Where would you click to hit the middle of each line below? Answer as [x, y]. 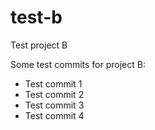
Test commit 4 [54, 115]
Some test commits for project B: [78, 64]
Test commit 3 [54, 105]
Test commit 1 [53, 83]
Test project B [39, 45]
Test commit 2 [54, 94]
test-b [36, 17]
